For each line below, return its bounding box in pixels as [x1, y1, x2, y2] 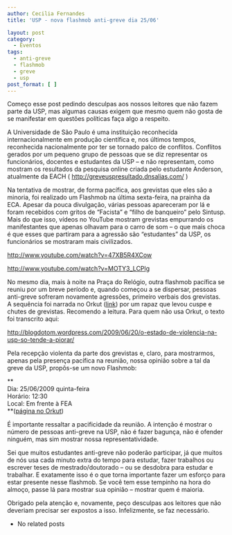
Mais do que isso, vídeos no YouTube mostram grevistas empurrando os [7, 215, 214, 224]
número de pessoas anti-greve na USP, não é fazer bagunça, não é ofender [7, 428, 223, 436]
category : [7, 35, 36, 42]
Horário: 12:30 [7, 392, 48, 400]
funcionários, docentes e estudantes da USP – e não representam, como [7, 158, 215, 166]
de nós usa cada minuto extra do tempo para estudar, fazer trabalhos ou [7, 456, 214, 464]
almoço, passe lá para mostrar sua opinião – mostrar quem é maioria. [7, 486, 205, 494]
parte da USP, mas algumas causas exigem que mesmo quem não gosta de [7, 107, 223, 115]
